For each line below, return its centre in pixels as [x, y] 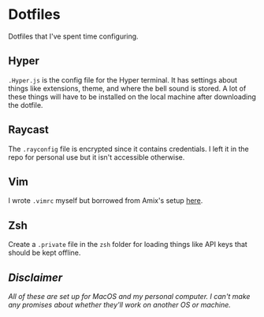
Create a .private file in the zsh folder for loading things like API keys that [128, 245]
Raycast [28, 130]
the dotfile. [26, 105]
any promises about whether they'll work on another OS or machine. [119, 305]
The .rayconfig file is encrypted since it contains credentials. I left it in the [129, 149]
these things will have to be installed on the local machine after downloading [132, 97]
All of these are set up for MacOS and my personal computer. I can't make [129, 296]
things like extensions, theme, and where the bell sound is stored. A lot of [127, 88]
